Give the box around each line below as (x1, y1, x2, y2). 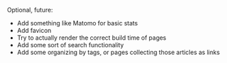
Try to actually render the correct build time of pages (16, 34, 167, 42)
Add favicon (16, 27, 52, 34)
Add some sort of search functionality (16, 41, 124, 49)
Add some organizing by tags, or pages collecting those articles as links (16, 48, 220, 56)
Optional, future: (7, 6, 53, 14)
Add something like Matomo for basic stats (16, 19, 138, 27)
